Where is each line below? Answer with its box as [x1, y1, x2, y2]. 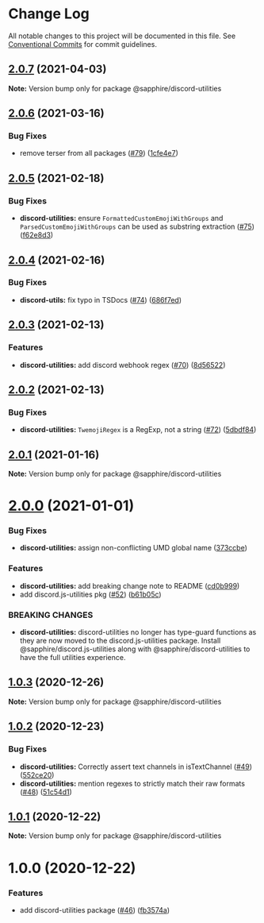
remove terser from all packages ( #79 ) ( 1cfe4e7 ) [19, 149, 178, 158]
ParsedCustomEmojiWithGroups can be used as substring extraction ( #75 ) [19, 222, 255, 231]
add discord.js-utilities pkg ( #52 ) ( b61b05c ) [19, 589, 162, 599]
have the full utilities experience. [19, 653, 126, 662]
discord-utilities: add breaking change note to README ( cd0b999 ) [19, 581, 240, 590]
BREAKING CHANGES [8, 609, 94, 620]
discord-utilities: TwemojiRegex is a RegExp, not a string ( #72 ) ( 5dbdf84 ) [19, 425, 257, 434]
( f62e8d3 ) [19, 230, 54, 240]
